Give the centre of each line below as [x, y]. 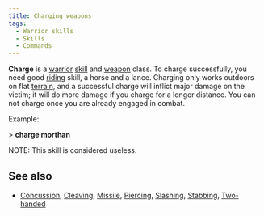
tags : [17, 23]
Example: [24, 119]
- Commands [34, 46]
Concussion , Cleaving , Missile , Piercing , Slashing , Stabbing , [120, 195]
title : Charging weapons [50, 16]
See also [30, 176]
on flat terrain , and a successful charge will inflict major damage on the [126, 87]
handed [33, 204]
